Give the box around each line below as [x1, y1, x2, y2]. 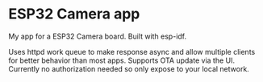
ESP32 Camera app [8, 5, 140, 23]
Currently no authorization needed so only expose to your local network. [8, 64, 250, 73]
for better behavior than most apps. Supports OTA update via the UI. [8, 55, 236, 65]
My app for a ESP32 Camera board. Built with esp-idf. [8, 31, 187, 41]
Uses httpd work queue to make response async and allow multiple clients [8, 47, 256, 56]
